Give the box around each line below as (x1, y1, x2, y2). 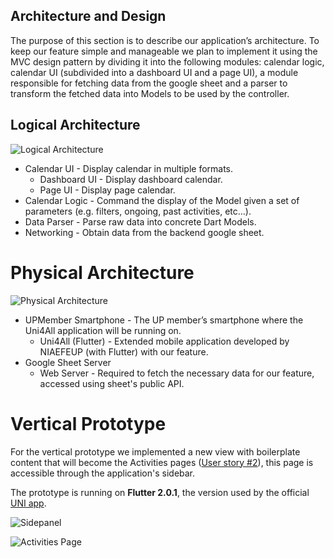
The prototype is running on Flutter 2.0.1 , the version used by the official (10, 486, 310, 498)
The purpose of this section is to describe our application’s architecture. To (10, 34, 320, 46)
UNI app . (10, 497, 47, 509)
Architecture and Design (10, 8, 167, 25)
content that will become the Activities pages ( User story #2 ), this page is (10, 456, 314, 468)
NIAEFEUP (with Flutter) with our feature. (39, 345, 209, 358)
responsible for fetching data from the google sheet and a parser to (10, 77, 288, 89)
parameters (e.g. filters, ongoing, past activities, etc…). (24, 205, 252, 217)
